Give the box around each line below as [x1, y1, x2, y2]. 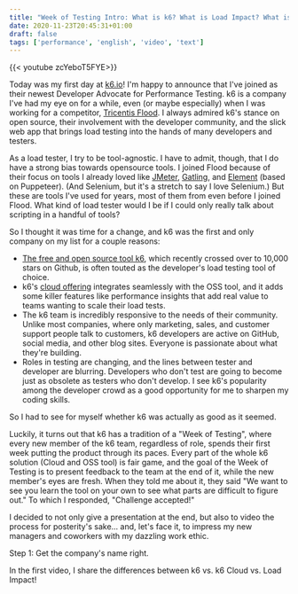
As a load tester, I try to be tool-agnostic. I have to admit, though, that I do [9, 152, 279, 164]
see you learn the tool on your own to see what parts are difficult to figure [9, 485, 278, 496]
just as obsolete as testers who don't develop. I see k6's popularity [21, 376, 268, 387]
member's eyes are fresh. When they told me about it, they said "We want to [9, 476, 288, 487]
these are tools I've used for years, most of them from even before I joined [9, 191, 281, 201]
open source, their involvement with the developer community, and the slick [9, 117, 286, 128]
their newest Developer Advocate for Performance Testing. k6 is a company [9, 89, 286, 99]
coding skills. [21, 395, 71, 405]
